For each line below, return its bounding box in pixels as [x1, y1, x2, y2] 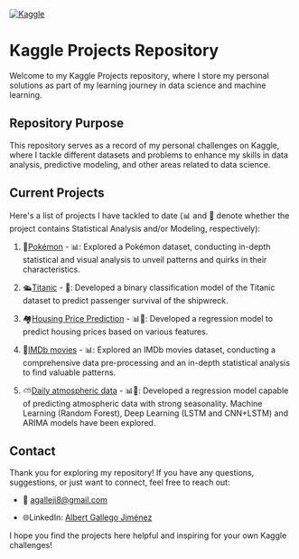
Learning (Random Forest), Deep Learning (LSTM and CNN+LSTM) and [22, 408, 289, 419]
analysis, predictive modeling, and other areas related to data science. [9, 159, 271, 169]
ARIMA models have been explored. [22, 417, 156, 428]
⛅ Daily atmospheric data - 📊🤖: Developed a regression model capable [22, 385, 289, 396]
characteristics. [22, 264, 81, 275]
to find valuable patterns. [22, 367, 117, 378]
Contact [9, 443, 56, 458]
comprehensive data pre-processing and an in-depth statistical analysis [22, 357, 291, 368]
